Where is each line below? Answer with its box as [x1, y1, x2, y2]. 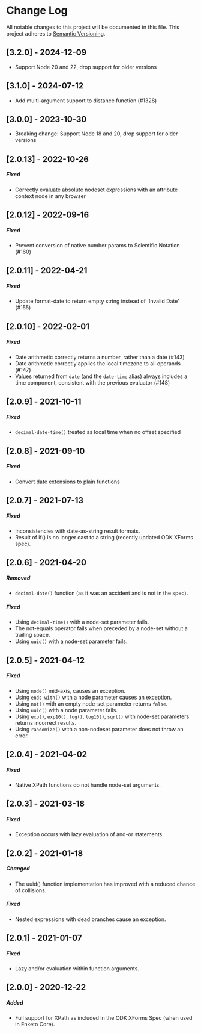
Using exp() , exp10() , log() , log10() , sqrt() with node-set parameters [14, 713, 190, 720]
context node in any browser [14, 192, 86, 199]
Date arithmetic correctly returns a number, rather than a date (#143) [14, 353, 185, 361]
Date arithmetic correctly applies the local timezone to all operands [14, 359, 181, 367]
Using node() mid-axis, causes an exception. [14, 687, 126, 694]
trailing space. [14, 631, 50, 639]
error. [14, 732, 29, 739]
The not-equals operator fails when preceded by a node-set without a [14, 625, 188, 632]
